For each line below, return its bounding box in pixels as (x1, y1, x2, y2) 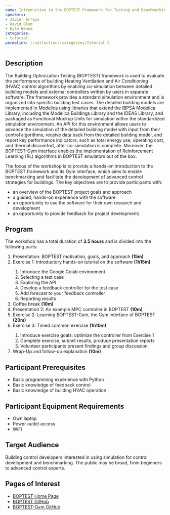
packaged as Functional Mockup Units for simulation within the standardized (5, 115, 165, 121)
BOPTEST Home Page (12, 493, 59, 499)
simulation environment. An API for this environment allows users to (5, 121, 146, 127)
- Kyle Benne (5, 26, 33, 31)
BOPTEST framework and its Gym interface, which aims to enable (5, 168, 142, 175)
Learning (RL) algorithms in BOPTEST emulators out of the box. (5, 153, 137, 159)
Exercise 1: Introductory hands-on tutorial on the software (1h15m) (12, 259, 151, 265)
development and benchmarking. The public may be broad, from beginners (5, 459, 162, 465)
